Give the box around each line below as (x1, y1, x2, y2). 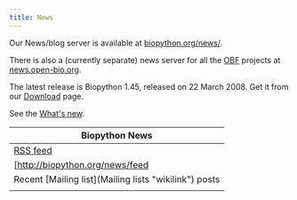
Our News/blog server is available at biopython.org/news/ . (9, 37, 223, 48)
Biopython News (81, 129, 153, 141)
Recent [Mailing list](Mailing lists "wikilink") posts (13, 172, 221, 185)
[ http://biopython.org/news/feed (13, 158, 149, 171)
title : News (9, 12, 53, 22)
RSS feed (13, 144, 53, 156)
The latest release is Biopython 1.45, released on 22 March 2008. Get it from (9, 81, 289, 92)
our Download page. (9, 91, 84, 101)
